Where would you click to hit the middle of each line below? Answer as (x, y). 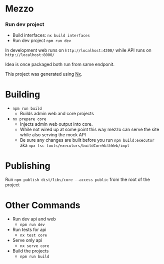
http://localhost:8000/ (30, 55)
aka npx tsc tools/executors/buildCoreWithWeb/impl (75, 145)
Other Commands (43, 205)
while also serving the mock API (53, 135)
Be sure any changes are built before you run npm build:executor (87, 140)
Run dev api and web (34, 219)
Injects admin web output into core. (56, 124)
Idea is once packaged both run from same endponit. (60, 64)
